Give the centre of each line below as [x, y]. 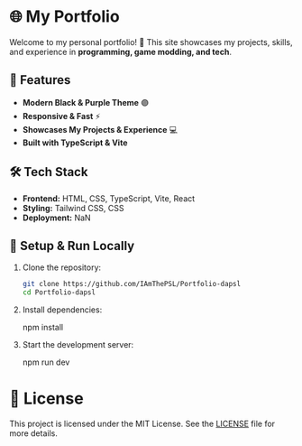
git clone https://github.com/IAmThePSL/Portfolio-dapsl [132, 284]
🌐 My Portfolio [64, 17]
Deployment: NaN [57, 218]
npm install [43, 328]
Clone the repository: [62, 267]
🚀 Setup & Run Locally [72, 246]
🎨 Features [40, 80]
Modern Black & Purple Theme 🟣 [86, 102]
